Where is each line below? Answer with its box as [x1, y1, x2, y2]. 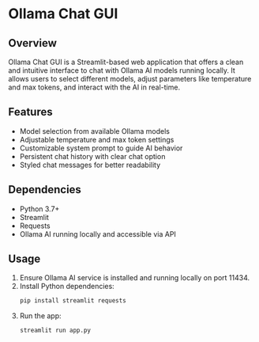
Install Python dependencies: [19, 282, 114, 291]
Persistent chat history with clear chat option [19, 151, 166, 161]
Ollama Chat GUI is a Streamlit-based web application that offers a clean [8, 57, 244, 66]
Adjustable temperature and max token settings [19, 135, 175, 144]
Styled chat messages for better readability [19, 160, 161, 169]
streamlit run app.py [19, 326, 91, 335]
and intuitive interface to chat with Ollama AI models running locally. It [8, 66, 235, 75]
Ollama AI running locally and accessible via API [19, 229, 176, 238]
